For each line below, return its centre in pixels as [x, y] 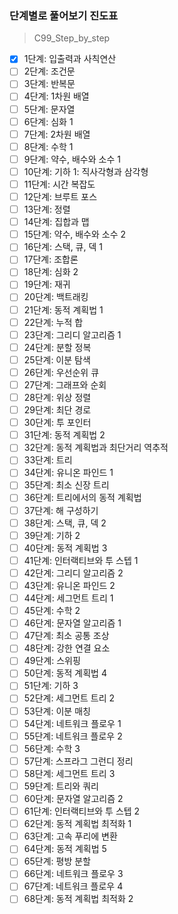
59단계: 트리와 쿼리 [61, 786]
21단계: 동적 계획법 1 [63, 309]
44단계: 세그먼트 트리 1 [68, 598]
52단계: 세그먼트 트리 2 [69, 698]
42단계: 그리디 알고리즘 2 [73, 573]
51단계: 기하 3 [51, 686]
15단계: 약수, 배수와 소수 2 [75, 234]
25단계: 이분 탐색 [57, 359]
